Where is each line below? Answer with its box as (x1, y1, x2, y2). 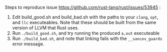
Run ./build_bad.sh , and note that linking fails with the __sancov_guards (12, 35, 162, 41)
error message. (12, 41, 44, 47)
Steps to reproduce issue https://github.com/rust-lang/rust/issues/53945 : (5, 5, 161, 10)
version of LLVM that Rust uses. (12, 25, 79, 31)
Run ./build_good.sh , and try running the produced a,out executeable (12, 30, 160, 36)
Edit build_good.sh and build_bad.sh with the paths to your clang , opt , (12, 14, 159, 20)
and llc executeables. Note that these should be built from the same (12, 20, 156, 25)
